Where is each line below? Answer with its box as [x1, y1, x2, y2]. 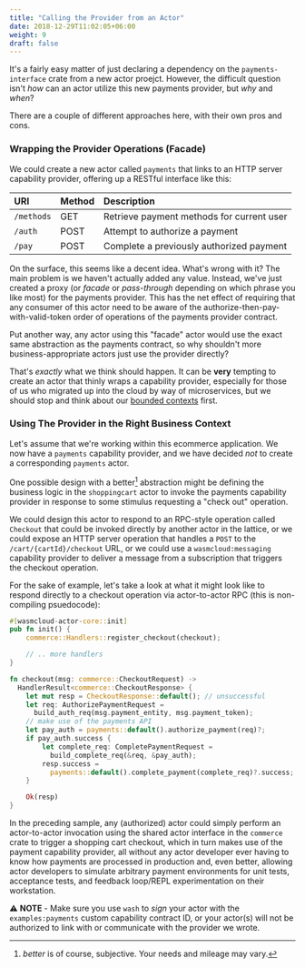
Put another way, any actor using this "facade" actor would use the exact [9, 328, 283, 339]
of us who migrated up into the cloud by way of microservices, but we [9, 385, 271, 396]
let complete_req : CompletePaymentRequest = [42, 742, 213, 751]
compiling [9, 599, 47, 610]
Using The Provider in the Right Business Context [9, 418, 231, 430]
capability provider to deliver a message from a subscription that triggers [9, 552, 283, 563]
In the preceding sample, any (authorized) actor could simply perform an [9, 818, 281, 828]
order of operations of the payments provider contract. [73, 311, 279, 322]
